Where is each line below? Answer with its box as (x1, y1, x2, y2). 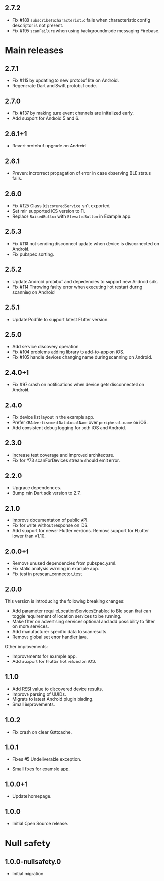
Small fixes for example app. (12, 766, 70, 771)
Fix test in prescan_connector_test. (12, 571, 83, 577)
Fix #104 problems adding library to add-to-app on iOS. (12, 349, 125, 355)
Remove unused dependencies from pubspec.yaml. (12, 560, 117, 566)
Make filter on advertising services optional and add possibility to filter (12, 619, 155, 624)
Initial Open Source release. (12, 821, 69, 827)
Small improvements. (12, 701, 55, 707)
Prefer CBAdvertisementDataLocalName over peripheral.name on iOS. (12, 419, 148, 425)
